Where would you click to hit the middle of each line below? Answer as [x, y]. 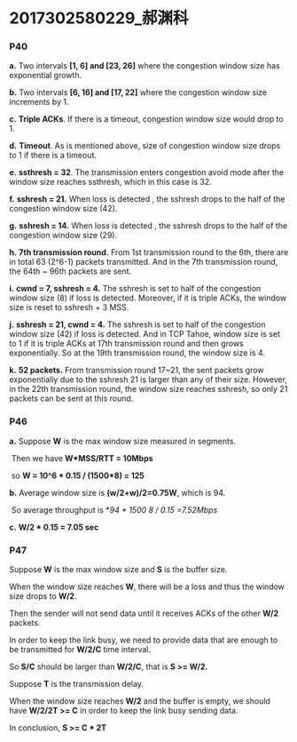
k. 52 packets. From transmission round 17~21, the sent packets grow [137, 371]
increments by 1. [39, 102]
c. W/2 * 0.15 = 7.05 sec [54, 527]
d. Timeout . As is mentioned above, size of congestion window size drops [145, 146]
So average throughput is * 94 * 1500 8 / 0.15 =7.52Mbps [114, 510]
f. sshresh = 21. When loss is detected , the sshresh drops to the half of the [147, 199]
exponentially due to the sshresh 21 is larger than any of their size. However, [148, 379]
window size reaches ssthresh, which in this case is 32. [111, 182]
